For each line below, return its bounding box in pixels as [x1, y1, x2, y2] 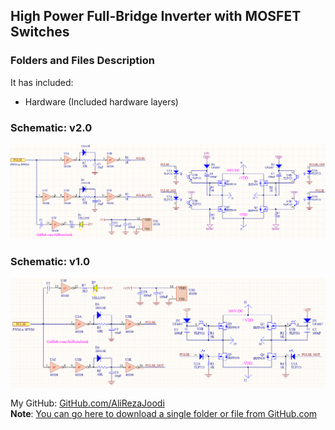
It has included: [10, 76, 74, 88]
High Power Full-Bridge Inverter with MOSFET [10, 8, 302, 25]
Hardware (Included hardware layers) [24, 95, 179, 108]
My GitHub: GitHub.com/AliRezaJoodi [10, 397, 165, 409]
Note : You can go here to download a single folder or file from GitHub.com [10, 408, 318, 420]
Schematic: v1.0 [10, 254, 90, 268]
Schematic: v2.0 [10, 120, 93, 134]
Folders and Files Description [10, 54, 155, 68]
